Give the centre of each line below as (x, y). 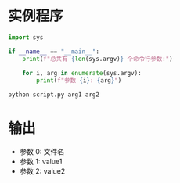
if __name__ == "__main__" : (54, 52)
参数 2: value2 (42, 171)
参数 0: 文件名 (42, 152)
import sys (26, 37)
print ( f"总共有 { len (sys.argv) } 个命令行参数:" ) (98, 59)
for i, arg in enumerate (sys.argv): (82, 74)
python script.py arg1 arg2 (54, 95)
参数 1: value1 (41, 161)
